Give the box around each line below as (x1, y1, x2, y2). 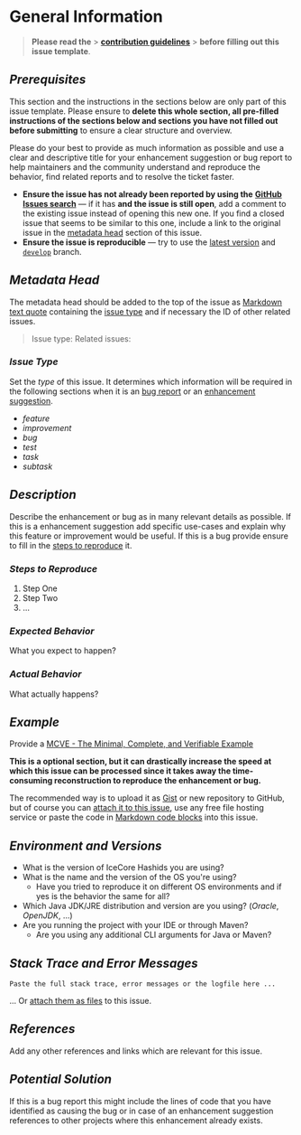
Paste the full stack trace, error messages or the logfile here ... (9, 980, 277, 989)
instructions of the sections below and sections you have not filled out (9, 115, 278, 126)
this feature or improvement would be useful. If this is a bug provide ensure (9, 530, 288, 541)
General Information (9, 6, 164, 27)
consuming (9, 775, 53, 786)
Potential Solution (9, 1072, 113, 1087)
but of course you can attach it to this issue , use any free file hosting (9, 802, 264, 813)
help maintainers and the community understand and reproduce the (9, 161, 261, 173)
